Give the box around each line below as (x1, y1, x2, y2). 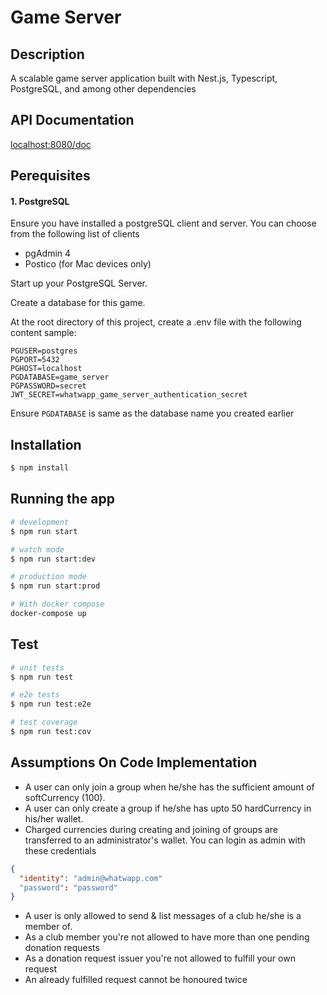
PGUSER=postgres (10, 346, 78, 356)
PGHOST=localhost (10, 364, 83, 374)
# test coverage (10, 717, 78, 728)
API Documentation (10, 112, 135, 129)
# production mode (10, 572, 87, 582)
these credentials (24, 844, 97, 856)
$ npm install (10, 463, 70, 473)
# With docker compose (10, 599, 105, 610)
